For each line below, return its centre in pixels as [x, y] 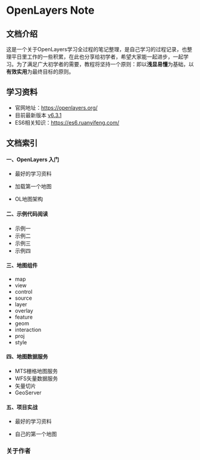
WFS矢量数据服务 [36, 378]
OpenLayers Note [50, 10]
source [24, 298]
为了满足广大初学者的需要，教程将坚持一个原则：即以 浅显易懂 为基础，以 [105, 64]
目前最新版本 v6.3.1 [38, 115]
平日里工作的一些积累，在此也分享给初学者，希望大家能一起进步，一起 [97, 57]
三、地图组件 [22, 265]
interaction [28, 330]
